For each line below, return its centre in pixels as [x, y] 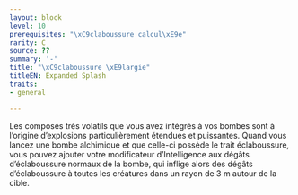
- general [28, 92]
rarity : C [28, 42]
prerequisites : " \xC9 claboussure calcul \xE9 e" [98, 34]
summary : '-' [34, 59]
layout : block [36, 17]
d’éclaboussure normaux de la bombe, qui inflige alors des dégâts [131, 164]
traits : [24, 84]
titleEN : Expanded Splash [57, 76]
